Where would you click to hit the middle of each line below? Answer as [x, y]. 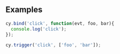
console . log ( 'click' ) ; [39, 29]
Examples [24, 10]
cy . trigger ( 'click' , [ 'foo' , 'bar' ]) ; [53, 45]
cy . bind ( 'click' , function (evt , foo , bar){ [60, 23]
